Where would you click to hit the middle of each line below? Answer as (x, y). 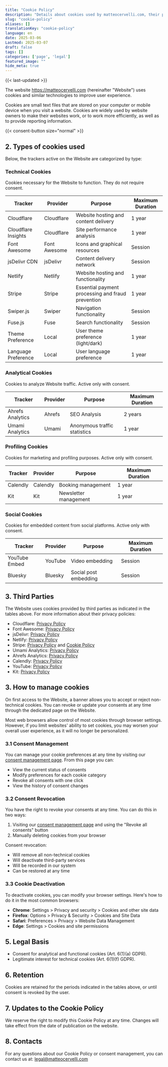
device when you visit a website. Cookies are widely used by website (76, 111)
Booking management (85, 484)
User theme (89, 331)
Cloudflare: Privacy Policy (39, 623)
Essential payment (97, 287)
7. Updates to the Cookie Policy (54, 1008)
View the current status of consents (49, 770)
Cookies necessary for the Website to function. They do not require (74, 183)
